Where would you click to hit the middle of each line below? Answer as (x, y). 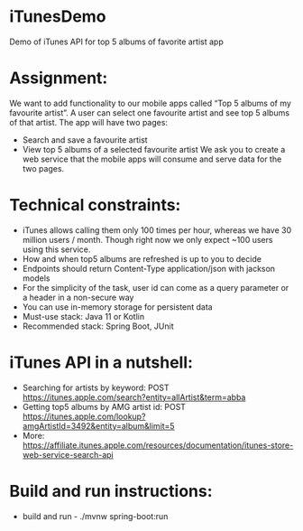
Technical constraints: (95, 205)
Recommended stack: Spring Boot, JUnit (98, 326)
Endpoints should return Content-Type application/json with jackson (149, 268)
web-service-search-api (68, 454)
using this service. (56, 249)
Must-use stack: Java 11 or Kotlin (83, 316)
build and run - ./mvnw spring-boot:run (95, 516)
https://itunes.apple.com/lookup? (84, 416)
